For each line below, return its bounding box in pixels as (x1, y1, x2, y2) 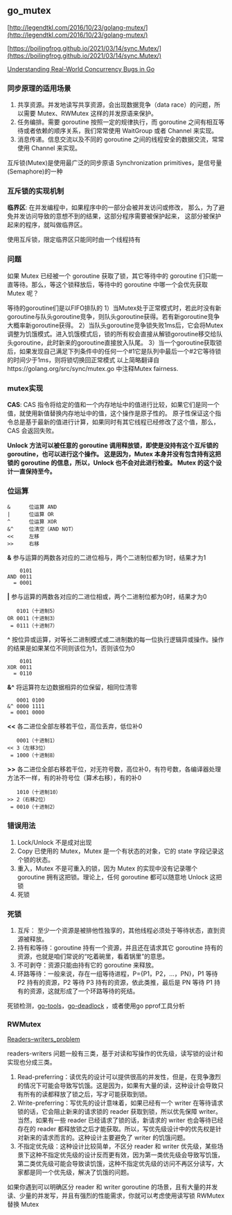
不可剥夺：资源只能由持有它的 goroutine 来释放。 (17, 960, 158, 969)
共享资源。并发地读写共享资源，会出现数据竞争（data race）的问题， (17, 101, 215, 109)
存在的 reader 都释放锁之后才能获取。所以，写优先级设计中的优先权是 (17, 1125, 216, 1133)
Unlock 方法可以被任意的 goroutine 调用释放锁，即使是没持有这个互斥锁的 (7, 441, 219, 449)
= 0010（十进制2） (10, 804, 58, 811)
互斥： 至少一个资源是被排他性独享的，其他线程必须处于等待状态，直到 (17, 926, 220, 934)
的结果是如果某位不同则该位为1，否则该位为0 (7, 644, 135, 653)
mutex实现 (7, 384, 44, 393)
